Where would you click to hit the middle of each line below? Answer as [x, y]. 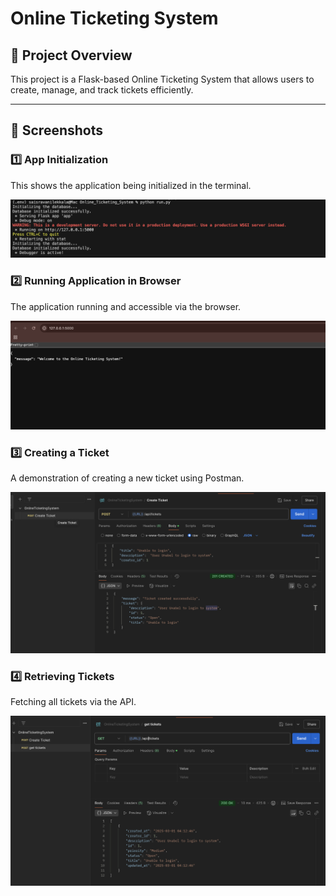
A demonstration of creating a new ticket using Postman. [127, 478]
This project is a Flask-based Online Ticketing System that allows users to [162, 79]
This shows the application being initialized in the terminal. [131, 185]
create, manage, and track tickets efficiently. [102, 90]
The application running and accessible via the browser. [126, 306]
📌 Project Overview [71, 55]
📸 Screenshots [57, 130]
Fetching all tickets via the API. [73, 702]
